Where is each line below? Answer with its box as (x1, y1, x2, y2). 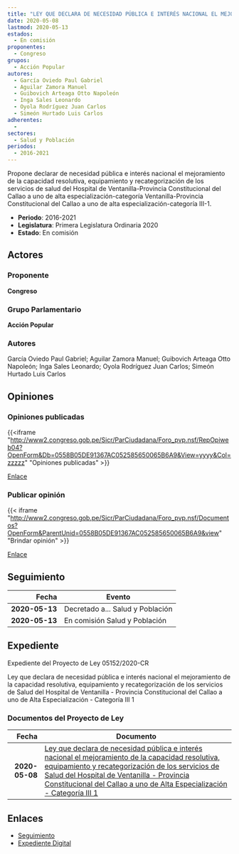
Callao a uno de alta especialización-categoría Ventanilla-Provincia (7, 192, 204, 200)
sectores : (7, 130, 37, 137)
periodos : (7, 143, 37, 150)
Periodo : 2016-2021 (17, 213, 76, 222)
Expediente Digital (17, 839, 71, 847)
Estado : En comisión (17, 229, 78, 237)
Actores (7, 249, 44, 261)
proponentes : (7, 43, 46, 51)
